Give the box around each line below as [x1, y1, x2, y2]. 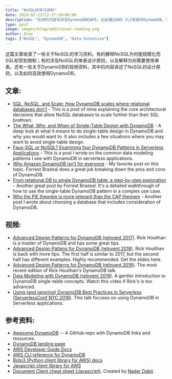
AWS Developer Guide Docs [12, 346, 72, 352]
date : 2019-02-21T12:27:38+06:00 [5, 12, 77, 17]
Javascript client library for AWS [12, 363, 81, 369]
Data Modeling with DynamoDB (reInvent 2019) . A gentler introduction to [12, 273, 166, 279]
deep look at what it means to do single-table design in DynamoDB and [12, 128, 163, 134]
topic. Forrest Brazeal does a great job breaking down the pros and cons [12, 166, 166, 172]
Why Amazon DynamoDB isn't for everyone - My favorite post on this [12, 160, 159, 167]
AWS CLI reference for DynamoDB [12, 352, 85, 358]
